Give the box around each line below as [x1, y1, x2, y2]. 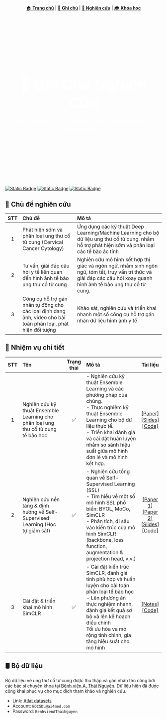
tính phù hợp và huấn [86, 576, 136, 583]
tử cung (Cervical [22, 239, 63, 245]
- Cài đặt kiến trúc [86, 563, 129, 570]
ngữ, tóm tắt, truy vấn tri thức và [77, 269, 152, 275]
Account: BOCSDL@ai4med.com [12, 703, 71, 709]
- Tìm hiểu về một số [86, 493, 136, 500]
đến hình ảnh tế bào [22, 275, 69, 281]
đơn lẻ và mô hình [86, 454, 128, 461]
